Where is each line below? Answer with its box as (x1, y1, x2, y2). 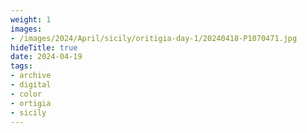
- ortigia (10, 98, 52, 108)
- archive (10, 71, 52, 81)
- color (10, 89, 43, 99)
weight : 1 (10, 14, 52, 25)
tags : (10, 61, 33, 71)
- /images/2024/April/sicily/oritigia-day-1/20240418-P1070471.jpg (10, 33, 298, 43)
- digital (10, 80, 52, 90)
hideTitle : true (10, 42, 78, 53)
